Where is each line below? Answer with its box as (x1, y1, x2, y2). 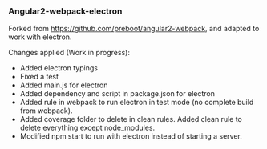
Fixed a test (19, 72, 59, 82)
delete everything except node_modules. (19, 123, 156, 133)
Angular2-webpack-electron (8, 6, 123, 17)
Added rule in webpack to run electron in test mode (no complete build (19, 98, 254, 107)
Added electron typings (19, 63, 99, 73)
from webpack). (19, 106, 73, 115)
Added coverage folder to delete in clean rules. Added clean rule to (19, 115, 242, 124)
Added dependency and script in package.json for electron (19, 89, 215, 99)
